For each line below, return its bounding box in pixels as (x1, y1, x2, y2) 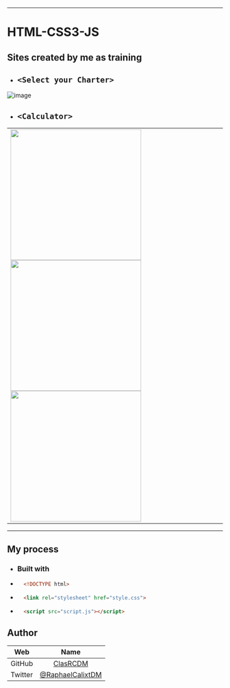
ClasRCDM (53, 659, 89, 669)
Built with (16, 564, 50, 573)
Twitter (10, 670, 33, 680)
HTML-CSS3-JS (7, 25, 99, 40)
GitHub (10, 659, 34, 669)
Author (7, 627, 38, 639)
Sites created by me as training (7, 51, 142, 63)
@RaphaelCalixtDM (40, 670, 103, 680)
